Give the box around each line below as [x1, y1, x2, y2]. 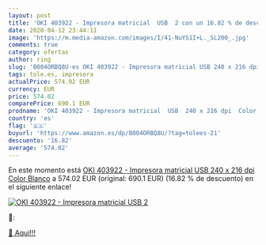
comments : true [8, 41, 59, 49]
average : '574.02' [8, 144, 69, 152]
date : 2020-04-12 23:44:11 [8, 26, 97, 34]
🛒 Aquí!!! [8, 228, 36, 238]
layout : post [8, 11, 51, 20]
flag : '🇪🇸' [8, 122, 47, 130]
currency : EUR [8, 85, 55, 93]
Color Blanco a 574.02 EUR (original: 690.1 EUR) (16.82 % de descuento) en [8, 174, 254, 183]
